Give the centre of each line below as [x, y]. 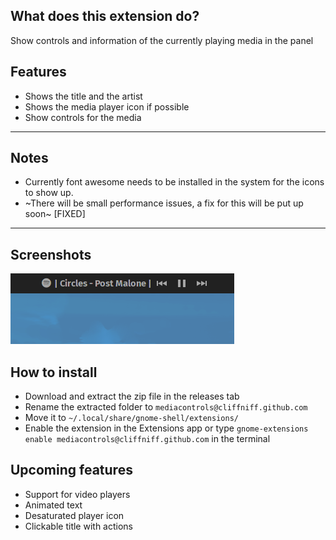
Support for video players [77, 494]
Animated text [53, 505]
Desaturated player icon [74, 515]
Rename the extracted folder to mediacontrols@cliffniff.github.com [166, 407]
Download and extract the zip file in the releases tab [132, 396]
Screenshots [51, 254]
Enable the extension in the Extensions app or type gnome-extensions [166, 428]
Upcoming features [71, 470]
